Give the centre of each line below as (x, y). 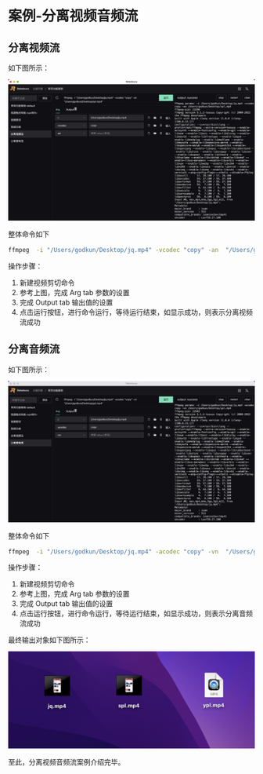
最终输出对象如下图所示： (49, 640)
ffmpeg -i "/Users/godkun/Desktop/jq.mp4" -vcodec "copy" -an (113, 250)
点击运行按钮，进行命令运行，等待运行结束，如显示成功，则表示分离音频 (136, 614)
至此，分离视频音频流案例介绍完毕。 (67, 762)
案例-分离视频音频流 (73, 16)
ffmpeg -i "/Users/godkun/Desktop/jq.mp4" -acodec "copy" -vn (113, 551)
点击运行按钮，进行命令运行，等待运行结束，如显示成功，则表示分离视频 (136, 312)
